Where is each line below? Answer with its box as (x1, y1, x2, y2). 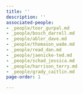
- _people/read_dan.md (6, 47, 62, 53)
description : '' (6, 14, 46, 20)
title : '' (6, 8, 31, 15)
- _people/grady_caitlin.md (6, 69, 75, 75)
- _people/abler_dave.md (6, 36, 67, 42)
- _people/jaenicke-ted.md (6, 52, 72, 58)
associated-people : (6, 19, 54, 25)
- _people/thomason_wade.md (6, 42, 75, 48)
